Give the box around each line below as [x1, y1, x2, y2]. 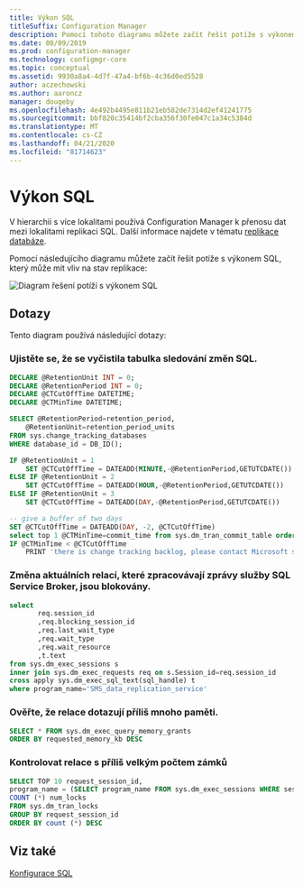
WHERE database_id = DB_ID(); [9, 439, 124, 448]
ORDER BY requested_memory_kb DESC [9, 735, 143, 744]
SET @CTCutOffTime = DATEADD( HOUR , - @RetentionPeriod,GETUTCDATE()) [25, 481, 284, 490]
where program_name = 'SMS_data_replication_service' [9, 685, 207, 694]
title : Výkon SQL [9, 13, 75, 23]
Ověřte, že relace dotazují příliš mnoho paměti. [9, 706, 219, 718]
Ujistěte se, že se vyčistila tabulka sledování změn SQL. [9, 353, 258, 365]
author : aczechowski [9, 80, 87, 89]
